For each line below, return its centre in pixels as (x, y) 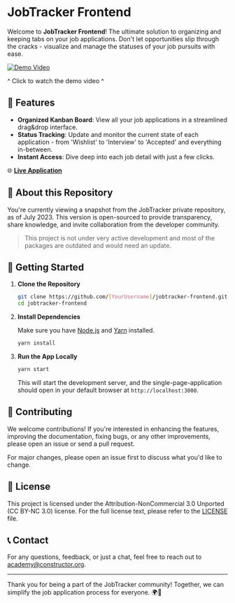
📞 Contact (28, 540)
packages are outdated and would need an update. (98, 245)
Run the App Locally (47, 356)
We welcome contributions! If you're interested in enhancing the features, (113, 429)
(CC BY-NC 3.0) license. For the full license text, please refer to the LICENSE (117, 511)
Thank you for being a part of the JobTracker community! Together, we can (115, 585)
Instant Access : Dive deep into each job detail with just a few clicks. (116, 157)
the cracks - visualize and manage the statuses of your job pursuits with (111, 46)
